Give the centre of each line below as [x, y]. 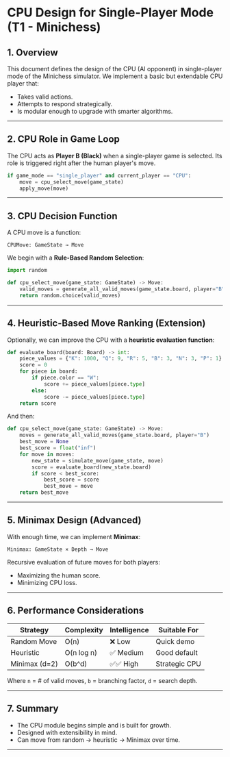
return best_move [44, 493]
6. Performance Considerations [76, 611]
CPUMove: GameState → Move [46, 245]
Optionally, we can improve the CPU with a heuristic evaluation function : [111, 340]
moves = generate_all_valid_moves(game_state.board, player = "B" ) [115, 435]
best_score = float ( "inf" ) [58, 448]
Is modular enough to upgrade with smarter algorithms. [95, 111]
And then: [21, 417]
